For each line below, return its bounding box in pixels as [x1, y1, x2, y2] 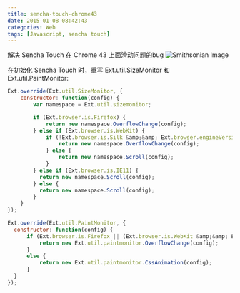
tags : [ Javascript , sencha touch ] [7, 30, 111, 38]
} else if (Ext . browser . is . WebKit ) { [33, 127, 145, 134]
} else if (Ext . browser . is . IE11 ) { [33, 167, 139, 174]
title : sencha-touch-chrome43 [7, 10, 98, 18]
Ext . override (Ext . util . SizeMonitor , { [7, 88, 123, 95]
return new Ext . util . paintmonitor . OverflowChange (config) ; [39, 240, 219, 247]
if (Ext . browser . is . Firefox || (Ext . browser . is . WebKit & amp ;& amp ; [26, 232, 229, 240]
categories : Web [7, 24, 56, 31]
